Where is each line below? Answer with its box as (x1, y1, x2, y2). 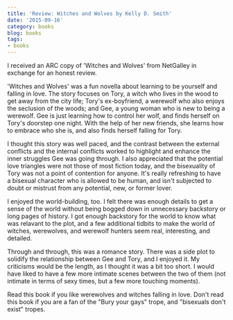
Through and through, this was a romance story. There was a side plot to (7, 247, 215, 256)
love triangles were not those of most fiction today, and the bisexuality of (7, 162, 216, 170)
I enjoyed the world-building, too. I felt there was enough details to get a (7, 197, 214, 205)
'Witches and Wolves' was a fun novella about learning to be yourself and (7, 82, 218, 90)
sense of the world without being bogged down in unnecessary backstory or (7, 205, 226, 213)
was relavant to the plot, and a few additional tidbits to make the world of (7, 220, 215, 227)
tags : (7, 36, 23, 43)
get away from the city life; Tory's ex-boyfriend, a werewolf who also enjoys (7, 97, 225, 105)
